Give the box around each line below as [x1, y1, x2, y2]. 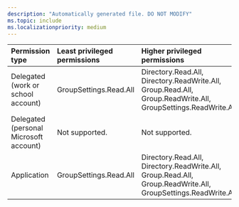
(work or [11, 80, 40, 90]
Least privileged [56, 46, 114, 56]
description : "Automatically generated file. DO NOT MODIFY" [7, 10, 193, 18]
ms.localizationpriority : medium [7, 23, 107, 31]
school [11, 90, 34, 100]
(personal [11, 123, 43, 133]
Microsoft [11, 132, 43, 142]
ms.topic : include [7, 17, 62, 24]
